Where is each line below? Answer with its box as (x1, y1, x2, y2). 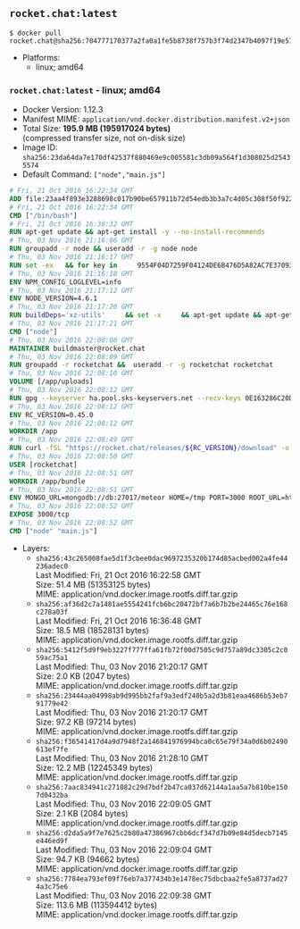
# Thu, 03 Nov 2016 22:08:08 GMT (9, 335, 134, 345)
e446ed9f (35, 836, 69, 845)
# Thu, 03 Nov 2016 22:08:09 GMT (9, 352, 134, 361)
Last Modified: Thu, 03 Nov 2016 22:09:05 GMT (35, 799, 212, 809)
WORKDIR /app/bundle (9, 477, 87, 486)
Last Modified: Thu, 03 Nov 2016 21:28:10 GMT (35, 752, 209, 763)
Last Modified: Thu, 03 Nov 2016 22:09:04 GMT (35, 844, 212, 855)
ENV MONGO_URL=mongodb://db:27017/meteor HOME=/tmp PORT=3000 (9, 493, 246, 503)
